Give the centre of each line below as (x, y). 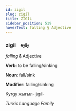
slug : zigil (18, 14)
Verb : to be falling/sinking (31, 66)
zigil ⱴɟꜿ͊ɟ (17, 45)
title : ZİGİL (19, 19)
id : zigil (16, 10)
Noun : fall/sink (20, 75)
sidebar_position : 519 (28, 23)
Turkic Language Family (30, 104)
